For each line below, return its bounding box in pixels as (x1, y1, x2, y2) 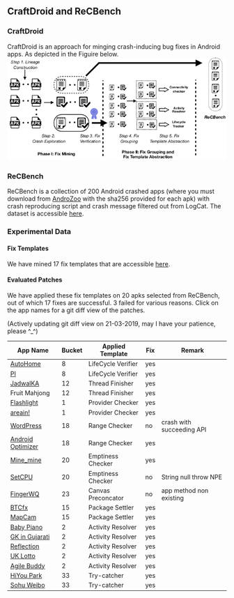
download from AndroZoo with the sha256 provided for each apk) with (7, 194, 210, 203)
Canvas (88, 486, 110, 494)
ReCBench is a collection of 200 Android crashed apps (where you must (7, 187, 214, 196)
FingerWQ (10, 490, 40, 498)
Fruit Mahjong (10, 389, 50, 397)
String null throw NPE (161, 473, 223, 482)
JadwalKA (10, 379, 40, 388)
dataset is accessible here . (7, 209, 84, 218)
